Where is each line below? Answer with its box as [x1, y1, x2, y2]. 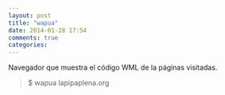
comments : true [8, 33, 59, 42]
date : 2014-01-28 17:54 [8, 26, 87, 34]
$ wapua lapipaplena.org [27, 78, 110, 88]
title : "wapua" [8, 19, 59, 27]
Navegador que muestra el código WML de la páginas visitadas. [8, 63, 218, 72]
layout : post [8, 11, 52, 20]
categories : [8, 41, 48, 49]
